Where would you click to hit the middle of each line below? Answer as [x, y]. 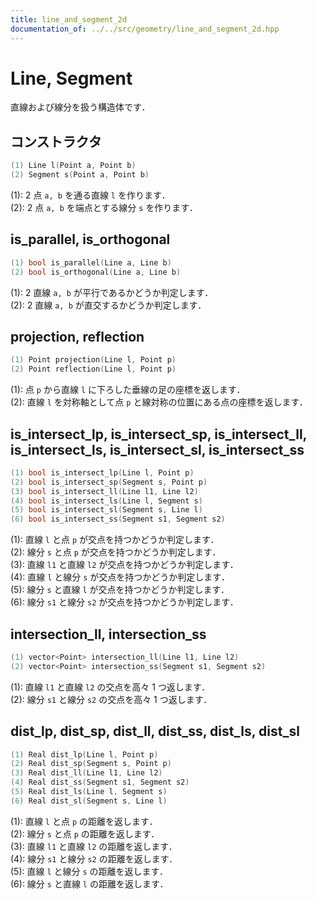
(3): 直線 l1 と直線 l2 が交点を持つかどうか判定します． [124, 565]
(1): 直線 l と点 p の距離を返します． [84, 821]
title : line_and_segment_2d [69, 19]
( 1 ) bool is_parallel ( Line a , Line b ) [91, 262]
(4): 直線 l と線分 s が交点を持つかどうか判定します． [120, 577]
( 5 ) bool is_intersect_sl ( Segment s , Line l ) [106, 510]
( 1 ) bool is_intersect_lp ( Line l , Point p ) [102, 472]
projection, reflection [77, 336]
